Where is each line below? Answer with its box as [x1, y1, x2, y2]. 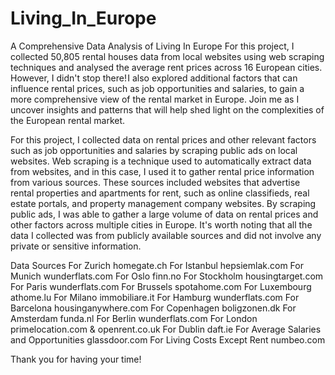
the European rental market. [10, 114, 126, 126]
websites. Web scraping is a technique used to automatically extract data [10, 155, 312, 167]
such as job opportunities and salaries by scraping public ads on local [10, 144, 298, 156]
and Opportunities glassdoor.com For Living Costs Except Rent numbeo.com [10, 333, 326, 346]
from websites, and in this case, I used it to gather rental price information [10, 165, 315, 177]
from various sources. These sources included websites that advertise [10, 176, 301, 188]
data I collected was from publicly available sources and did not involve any [10, 229, 322, 241]
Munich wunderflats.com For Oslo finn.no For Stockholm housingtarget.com [10, 270, 324, 282]
